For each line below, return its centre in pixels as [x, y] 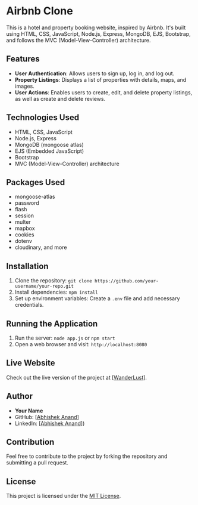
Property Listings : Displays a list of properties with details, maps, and [100, 79]
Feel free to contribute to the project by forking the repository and [87, 456]
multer [23, 222]
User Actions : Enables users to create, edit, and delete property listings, [103, 92]
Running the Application [52, 324]
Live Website [31, 363]
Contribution [30, 442]
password [27, 203]
